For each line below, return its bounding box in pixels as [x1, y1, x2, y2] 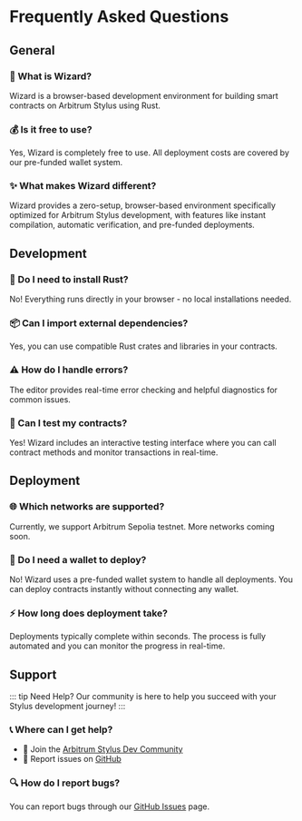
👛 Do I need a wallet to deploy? [9, 553, 147, 566]
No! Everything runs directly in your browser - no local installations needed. [9, 293, 292, 305]
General [9, 43, 56, 58]
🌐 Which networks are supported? [9, 500, 165, 513]
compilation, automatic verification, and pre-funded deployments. [9, 220, 256, 231]
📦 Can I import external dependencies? [9, 317, 189, 330]
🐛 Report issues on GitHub [22, 754, 122, 765]
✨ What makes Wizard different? [9, 180, 157, 193]
